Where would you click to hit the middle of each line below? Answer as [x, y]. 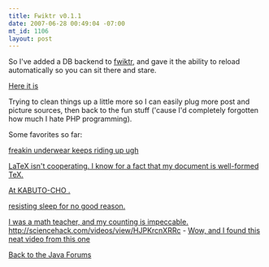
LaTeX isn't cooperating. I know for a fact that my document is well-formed [134, 166]
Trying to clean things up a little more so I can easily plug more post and [129, 101]
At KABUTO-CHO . [39, 191]
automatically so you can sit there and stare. [82, 71]
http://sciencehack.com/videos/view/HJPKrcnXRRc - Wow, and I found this [134, 230]
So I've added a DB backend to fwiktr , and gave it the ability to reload [124, 62]
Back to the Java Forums [50, 255]
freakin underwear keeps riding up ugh [74, 150]
